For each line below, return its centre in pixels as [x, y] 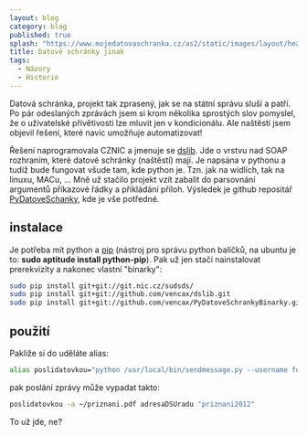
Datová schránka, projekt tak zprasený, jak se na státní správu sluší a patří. [150, 103]
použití [30, 331]
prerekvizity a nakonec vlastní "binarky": [86, 269]
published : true [40, 35]
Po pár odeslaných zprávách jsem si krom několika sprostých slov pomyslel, [153, 113]
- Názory [34, 69]
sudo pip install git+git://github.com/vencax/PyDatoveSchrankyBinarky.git [157, 303]
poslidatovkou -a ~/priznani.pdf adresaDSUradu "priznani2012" [132, 404]
